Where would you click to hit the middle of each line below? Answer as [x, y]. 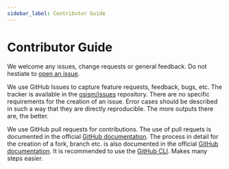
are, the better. [28, 116]
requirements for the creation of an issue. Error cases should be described [112, 101]
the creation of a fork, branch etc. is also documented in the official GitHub [113, 144]
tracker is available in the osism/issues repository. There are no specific [109, 94]
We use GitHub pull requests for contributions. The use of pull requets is [109, 129]
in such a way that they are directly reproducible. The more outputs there [110, 108]
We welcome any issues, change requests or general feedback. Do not [107, 66]
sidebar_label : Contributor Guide [57, 13]
